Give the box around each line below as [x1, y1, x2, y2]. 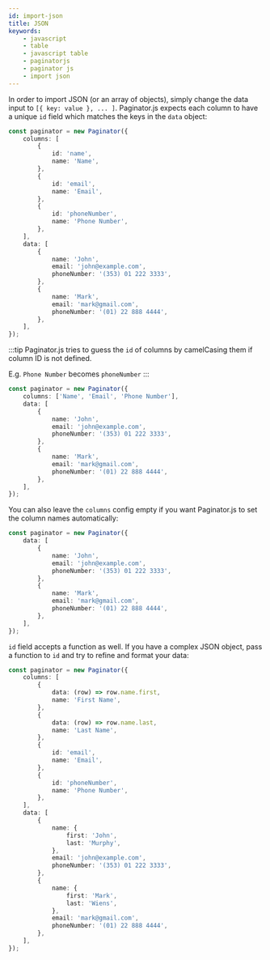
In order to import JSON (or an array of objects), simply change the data [8, 94, 249, 104]
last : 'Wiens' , [65, 899, 117, 907]
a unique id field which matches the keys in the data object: [8, 111, 208, 121]
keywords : [8, 27, 42, 35]
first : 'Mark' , [65, 891, 117, 899]
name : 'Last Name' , [51, 726, 117, 734]
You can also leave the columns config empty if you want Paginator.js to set [8, 505, 258, 515]
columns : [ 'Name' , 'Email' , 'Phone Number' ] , [23, 393, 179, 401]
